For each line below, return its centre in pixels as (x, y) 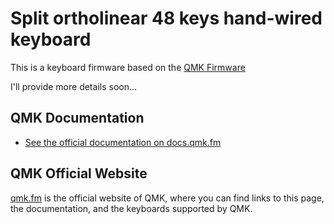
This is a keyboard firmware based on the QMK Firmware (128, 67)
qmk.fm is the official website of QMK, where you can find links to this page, (167, 198)
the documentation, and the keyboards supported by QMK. (131, 208)
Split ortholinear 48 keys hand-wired (166, 18)
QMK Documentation (77, 118)
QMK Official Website (79, 173)
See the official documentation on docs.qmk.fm (123, 142)
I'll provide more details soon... (74, 86)
